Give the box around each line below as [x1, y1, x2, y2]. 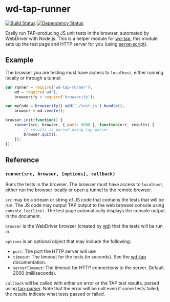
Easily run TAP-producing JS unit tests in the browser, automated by [5, 30, 150, 36]
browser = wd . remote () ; [14, 108, 66, 113]
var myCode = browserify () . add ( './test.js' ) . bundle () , [5, 104, 125, 109]
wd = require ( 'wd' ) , [14, 89, 58, 95]
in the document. [5, 213, 41, 219]
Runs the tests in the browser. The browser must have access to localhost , [5, 182, 164, 188]
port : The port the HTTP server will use [12, 248, 96, 254]
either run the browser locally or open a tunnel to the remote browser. [5, 187, 152, 193]
